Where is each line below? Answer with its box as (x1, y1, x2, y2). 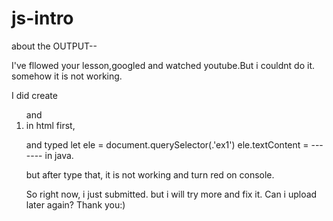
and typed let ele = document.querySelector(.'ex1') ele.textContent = (25, 138, 309, 151)
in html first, (25, 119, 76, 131)
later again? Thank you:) (25, 198, 126, 211)
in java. (44, 149, 74, 161)
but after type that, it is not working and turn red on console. (25, 168, 275, 181)
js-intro (11, 7, 74, 30)
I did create (11, 89, 58, 101)
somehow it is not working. (11, 70, 123, 82)
